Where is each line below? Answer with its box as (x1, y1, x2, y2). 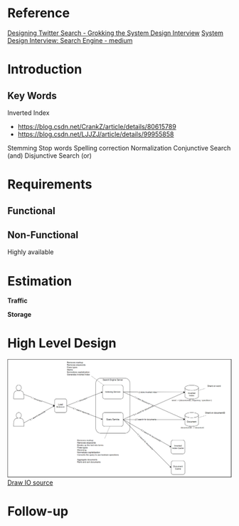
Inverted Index (7, 108, 50, 117)
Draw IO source (7, 478, 53, 487)
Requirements (7, 176, 92, 193)
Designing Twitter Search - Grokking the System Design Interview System (7, 29, 224, 37)
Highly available (7, 248, 55, 256)
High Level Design (7, 335, 117, 351)
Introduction (7, 61, 83, 78)
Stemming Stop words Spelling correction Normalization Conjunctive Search (7, 143, 231, 152)
